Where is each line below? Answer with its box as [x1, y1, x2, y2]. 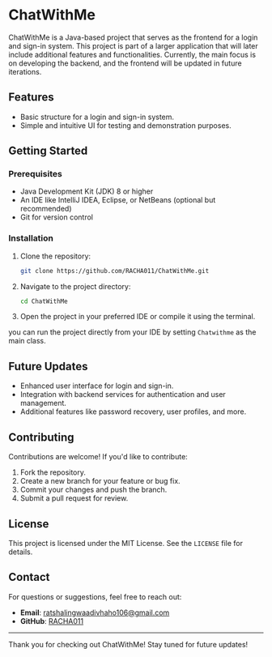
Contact [8, 570, 50, 584]
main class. [8, 336, 46, 346]
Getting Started [8, 144, 88, 158]
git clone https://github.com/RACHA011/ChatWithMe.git [19, 267, 210, 275]
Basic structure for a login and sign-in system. [19, 112, 175, 122]
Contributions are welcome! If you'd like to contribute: [8, 452, 188, 462]
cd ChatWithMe [19, 297, 68, 305]
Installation [8, 233, 54, 244]
